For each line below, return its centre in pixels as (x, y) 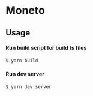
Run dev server (25, 74)
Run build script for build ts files (46, 48)
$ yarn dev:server (28, 87)
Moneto (25, 10)
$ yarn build (22, 61)
